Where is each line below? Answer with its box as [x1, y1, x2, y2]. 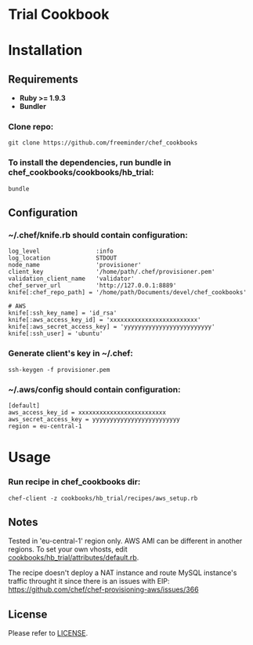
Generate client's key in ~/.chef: [8, 348, 133, 359]
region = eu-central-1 [8, 422, 82, 431]
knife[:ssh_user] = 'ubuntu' [8, 330, 103, 338]
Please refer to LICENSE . [8, 629, 89, 638]
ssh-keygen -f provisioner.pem [8, 366, 110, 374]
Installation [8, 42, 83, 60]
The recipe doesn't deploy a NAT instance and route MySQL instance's [8, 568, 237, 578]
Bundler [19, 102, 47, 111]
